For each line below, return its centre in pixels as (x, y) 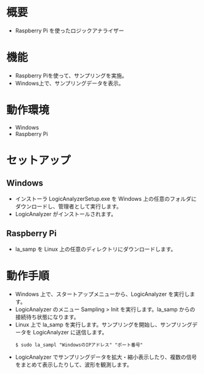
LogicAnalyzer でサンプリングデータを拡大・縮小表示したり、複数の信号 (106, 357)
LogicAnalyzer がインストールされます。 (66, 214)
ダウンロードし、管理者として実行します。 (68, 206)
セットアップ (39, 160)
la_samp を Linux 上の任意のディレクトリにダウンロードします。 (96, 249)
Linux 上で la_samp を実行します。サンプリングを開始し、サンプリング (104, 325)
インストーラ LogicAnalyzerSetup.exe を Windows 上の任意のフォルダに (106, 198)
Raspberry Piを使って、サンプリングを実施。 (71, 75)
